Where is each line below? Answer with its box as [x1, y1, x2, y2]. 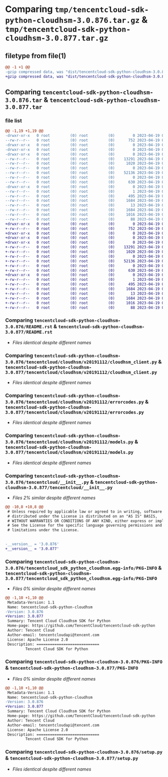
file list [5, 117, 22, 124]
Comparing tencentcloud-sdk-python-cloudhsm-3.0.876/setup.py [5, 749, 162, 756]
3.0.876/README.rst [5, 324, 52, 330]
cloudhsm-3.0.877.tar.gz [5, 33, 108, 43]
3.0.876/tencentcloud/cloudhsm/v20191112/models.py [5, 439, 134, 445]
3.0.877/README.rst [5, 329, 52, 335]
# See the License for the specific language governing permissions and [7, 523, 162, 528]
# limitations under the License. [7, 528, 79, 533]
